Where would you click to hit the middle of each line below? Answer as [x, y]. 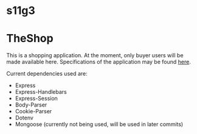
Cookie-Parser [33, 111]
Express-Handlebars [41, 92]
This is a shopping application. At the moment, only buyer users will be [95, 55]
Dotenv [24, 118]
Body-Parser [31, 105]
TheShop [30, 39]
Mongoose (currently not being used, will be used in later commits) [99, 124]
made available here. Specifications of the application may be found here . [99, 62]
